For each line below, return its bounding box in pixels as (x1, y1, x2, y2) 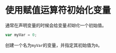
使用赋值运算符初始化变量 (5, 5, 111, 16)
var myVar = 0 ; (5, 32, 37, 37)
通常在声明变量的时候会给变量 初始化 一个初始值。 (5, 22, 106, 28)
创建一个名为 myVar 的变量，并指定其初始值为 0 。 (5, 42, 102, 48)
